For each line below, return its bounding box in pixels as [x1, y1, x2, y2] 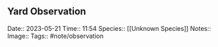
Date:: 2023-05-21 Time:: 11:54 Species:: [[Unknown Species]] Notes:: [7, 24, 212, 32]
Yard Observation [7, 6, 87, 18]
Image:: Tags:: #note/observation [7, 32, 104, 40]
